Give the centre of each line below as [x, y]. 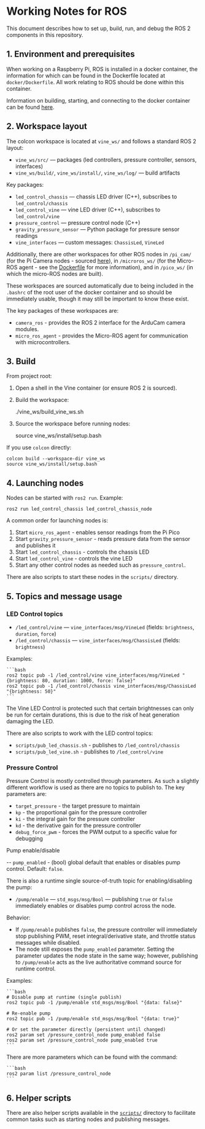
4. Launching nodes [45, 483]
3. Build [21, 361]
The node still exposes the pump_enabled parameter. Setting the [95, 949]
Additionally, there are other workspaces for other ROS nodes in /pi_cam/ [99, 254]
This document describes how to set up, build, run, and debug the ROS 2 [99, 28]
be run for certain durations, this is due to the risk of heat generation [93, 715]
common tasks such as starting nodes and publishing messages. [88, 1119]
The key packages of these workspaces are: [63, 310]
